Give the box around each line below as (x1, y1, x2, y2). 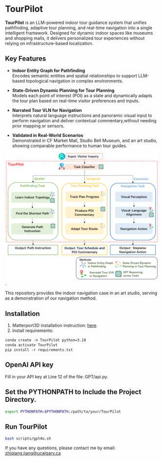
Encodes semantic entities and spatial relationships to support (12, 72, 138, 79)
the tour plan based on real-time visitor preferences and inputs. (12, 98, 140, 104)
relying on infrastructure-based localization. (5, 40, 94, 46)
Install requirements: (12, 328, 54, 333)
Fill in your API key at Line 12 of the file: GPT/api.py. (5, 373, 108, 379)
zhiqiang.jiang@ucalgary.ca (5, 450, 61, 456)
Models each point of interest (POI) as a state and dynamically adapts (12, 92, 152, 98)
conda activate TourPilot (5, 342, 58, 348)
